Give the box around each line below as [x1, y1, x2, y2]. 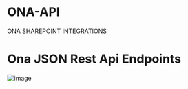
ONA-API [7, 4, 60, 20]
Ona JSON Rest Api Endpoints [7, 51, 181, 67]
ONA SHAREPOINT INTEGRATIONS [7, 27, 107, 35]
